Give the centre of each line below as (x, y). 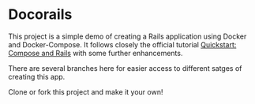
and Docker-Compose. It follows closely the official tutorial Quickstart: (122, 44)
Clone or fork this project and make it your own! (86, 91)
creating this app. (37, 76)
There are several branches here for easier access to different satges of (125, 68)
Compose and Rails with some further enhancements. (96, 53)
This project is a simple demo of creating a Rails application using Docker (127, 36)
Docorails (40, 15)
